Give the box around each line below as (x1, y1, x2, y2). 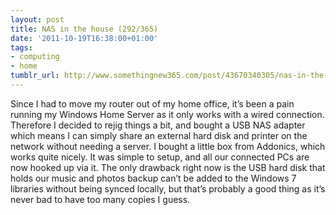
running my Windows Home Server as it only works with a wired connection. (10, 108, 325, 120)
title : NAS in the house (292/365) (10, 24, 159, 34)
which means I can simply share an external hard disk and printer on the (10, 129, 308, 141)
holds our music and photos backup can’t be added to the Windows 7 (10, 172, 297, 184)
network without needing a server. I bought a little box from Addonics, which (10, 140, 326, 152)
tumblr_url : (10, 71, 60, 81)
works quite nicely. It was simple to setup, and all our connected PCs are (10, 151, 310, 163)
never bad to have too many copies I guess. (10, 193, 191, 205)
